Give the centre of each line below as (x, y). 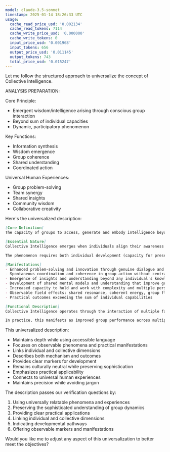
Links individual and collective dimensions (56, 350)
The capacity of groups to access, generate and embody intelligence (80, 233)
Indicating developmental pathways (50, 424)
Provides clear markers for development (54, 361)
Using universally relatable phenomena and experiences (71, 403)
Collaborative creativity (37, 209)
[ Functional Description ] (32, 307)
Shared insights (29, 198)
